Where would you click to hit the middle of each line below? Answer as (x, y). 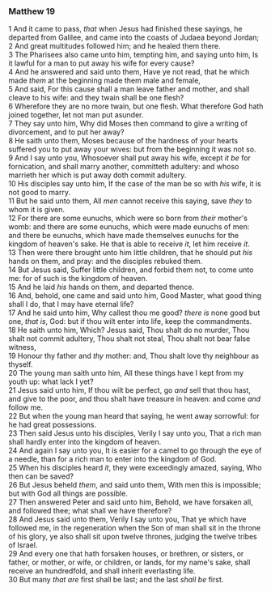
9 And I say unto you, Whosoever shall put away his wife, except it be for (129, 158)
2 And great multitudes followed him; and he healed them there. (114, 46)
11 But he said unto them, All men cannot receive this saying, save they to (130, 201)
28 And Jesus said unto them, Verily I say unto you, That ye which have (127, 519)
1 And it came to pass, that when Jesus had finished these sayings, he (125, 29)
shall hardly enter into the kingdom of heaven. (85, 442)
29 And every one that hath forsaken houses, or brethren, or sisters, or (126, 554)
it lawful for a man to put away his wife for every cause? (102, 63)
